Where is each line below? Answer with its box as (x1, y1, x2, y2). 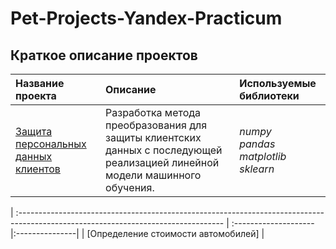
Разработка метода (105, 106, 202, 119)
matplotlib (239, 150, 287, 163)
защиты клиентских (105, 131, 202, 144)
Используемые (239, 77, 317, 90)
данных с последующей (105, 143, 223, 157)
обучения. (105, 181, 155, 194)
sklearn (239, 162, 275, 176)
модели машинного (105, 168, 202, 182)
